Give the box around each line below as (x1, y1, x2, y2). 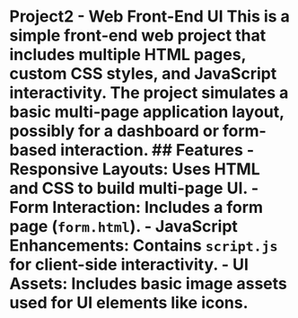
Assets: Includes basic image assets (9, 274, 287, 294)
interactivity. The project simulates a (9, 83, 289, 103)
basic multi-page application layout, (9, 102, 285, 122)
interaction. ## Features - (59, 140, 255, 161)
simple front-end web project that (9, 25, 267, 46)
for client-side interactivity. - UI (9, 254, 250, 275)
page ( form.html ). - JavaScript (9, 216, 238, 237)
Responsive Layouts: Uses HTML (9, 159, 260, 180)
